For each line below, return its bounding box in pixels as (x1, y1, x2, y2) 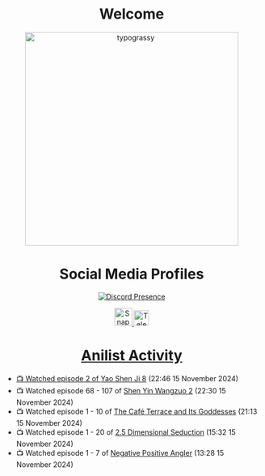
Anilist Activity (80, 346, 183, 365)
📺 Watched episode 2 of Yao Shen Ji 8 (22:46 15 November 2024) (15, 373, 239, 383)
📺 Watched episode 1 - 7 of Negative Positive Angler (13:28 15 (15, 448, 225, 457)
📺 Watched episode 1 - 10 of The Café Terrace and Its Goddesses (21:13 (15, 406, 258, 416)
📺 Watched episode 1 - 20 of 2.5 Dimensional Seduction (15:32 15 (15, 427, 236, 437)
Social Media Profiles (59, 265, 204, 283)
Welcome (99, 5, 164, 23)
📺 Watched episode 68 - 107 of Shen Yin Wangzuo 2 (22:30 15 (15, 385, 226, 395)
